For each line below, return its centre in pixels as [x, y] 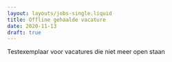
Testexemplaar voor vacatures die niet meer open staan [86, 52]
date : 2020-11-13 [32, 26]
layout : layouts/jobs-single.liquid [60, 13]
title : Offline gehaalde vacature [57, 20]
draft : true [24, 32]
